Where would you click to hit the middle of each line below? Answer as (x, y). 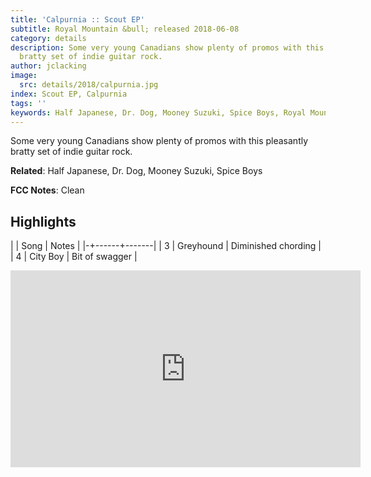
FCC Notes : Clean (47, 190)
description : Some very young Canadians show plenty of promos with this (167, 47)
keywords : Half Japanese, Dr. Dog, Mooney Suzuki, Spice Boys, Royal (158, 112)
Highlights (43, 221)
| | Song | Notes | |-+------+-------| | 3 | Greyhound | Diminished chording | (166, 246)
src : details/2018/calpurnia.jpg (89, 85)
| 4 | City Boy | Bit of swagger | (74, 257)
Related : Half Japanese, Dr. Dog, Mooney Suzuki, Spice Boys (136, 171)
